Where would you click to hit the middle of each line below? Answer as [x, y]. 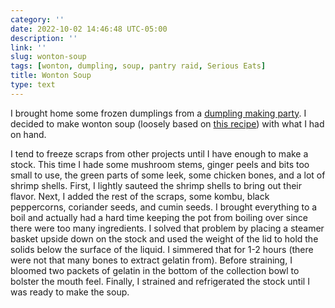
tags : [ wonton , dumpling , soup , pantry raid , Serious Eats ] [138, 66]
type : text [33, 85]
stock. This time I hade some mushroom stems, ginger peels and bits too [160, 164]
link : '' [28, 47]
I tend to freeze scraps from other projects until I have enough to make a [159, 153]
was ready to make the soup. [70, 292]
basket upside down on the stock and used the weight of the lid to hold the [164, 238]
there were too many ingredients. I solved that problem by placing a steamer [167, 228]
